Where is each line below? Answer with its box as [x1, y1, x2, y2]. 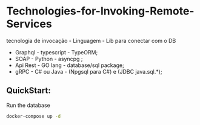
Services [6, 17, 53, 31]
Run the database [6, 101, 50, 109]
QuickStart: [6, 86, 52, 96]
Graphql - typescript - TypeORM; [15, 48, 98, 56]
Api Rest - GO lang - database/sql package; [15, 62, 124, 69]
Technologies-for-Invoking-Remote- [6, 4, 195, 18]
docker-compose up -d [6, 113, 61, 119]
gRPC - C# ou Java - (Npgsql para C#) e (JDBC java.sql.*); [15, 68, 162, 75]
